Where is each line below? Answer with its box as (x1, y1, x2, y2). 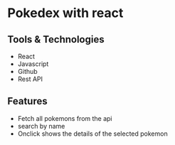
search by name (17, 122, 65, 130)
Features (7, 95, 48, 107)
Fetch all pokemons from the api (17, 114, 112, 122)
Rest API (17, 75, 43, 83)
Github (17, 68, 38, 75)
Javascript (17, 60, 49, 68)
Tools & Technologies (7, 33, 105, 45)
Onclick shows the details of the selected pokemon (17, 129, 169, 138)
